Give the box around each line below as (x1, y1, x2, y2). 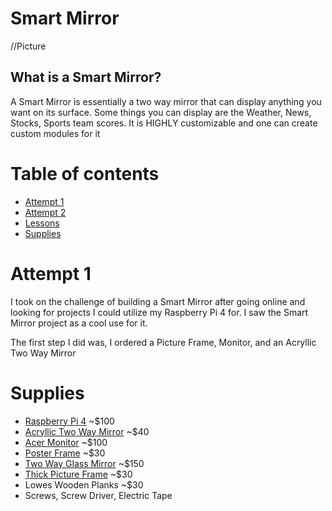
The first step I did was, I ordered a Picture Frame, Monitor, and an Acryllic (10, 336, 317, 348)
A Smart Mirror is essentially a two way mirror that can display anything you (10, 95, 322, 107)
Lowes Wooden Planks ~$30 (24, 478, 144, 491)
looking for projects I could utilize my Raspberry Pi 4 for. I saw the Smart (10, 306, 309, 318)
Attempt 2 (24, 206, 67, 218)
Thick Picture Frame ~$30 (24, 468, 133, 480)
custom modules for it (10, 127, 101, 139)
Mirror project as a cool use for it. (10, 317, 148, 329)
